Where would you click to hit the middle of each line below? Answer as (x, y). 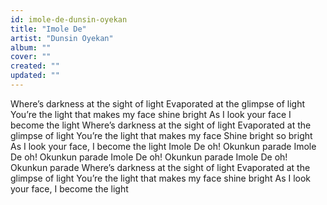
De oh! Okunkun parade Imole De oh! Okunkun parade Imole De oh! (149, 157)
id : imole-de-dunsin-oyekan (69, 19)
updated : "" (35, 76)
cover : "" (31, 57)
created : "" (35, 66)
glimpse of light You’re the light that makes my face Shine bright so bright (161, 135)
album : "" (31, 47)
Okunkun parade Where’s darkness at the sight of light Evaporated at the (160, 167)
